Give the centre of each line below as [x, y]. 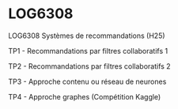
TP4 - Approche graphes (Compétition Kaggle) [85, 96]
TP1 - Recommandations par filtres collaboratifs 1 [88, 51]
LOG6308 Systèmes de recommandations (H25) [87, 36]
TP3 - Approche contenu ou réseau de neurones [87, 81]
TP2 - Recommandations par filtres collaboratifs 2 [90, 66]
